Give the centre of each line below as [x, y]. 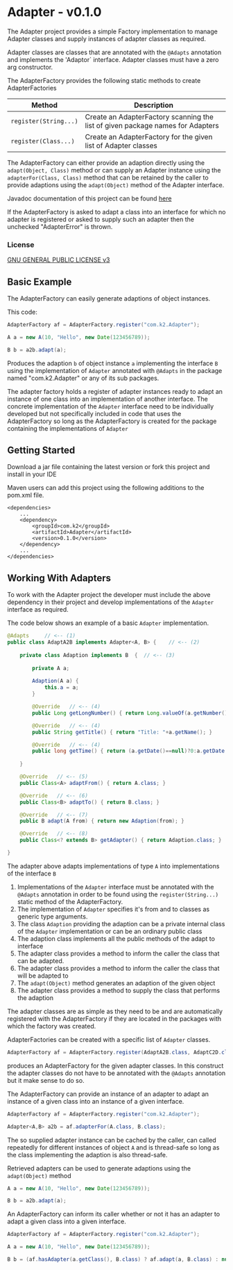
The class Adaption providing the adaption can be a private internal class [121, 923]
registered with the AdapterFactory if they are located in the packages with [114, 1018]
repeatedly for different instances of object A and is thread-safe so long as [113, 1147]
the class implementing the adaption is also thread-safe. [87, 1154]
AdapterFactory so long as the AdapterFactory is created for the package [112, 421]
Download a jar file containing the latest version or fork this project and [109, 467]
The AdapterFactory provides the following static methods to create [104, 80]
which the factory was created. [52, 1026]
